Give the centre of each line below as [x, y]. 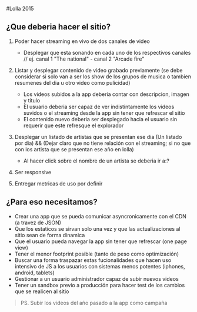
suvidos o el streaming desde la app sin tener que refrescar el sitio [104, 113]
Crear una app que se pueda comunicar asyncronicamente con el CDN [101, 216]
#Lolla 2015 [20, 9]
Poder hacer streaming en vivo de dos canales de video [82, 41]
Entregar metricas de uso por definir [59, 183]
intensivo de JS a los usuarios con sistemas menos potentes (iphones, [100, 266]
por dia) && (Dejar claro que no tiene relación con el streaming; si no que [103, 143]
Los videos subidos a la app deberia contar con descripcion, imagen [106, 94]
